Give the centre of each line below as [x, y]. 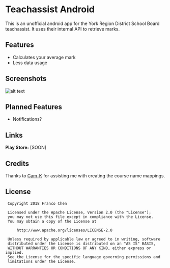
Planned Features [34, 107]
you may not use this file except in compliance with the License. [80, 217]
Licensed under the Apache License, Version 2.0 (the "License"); [79, 212]
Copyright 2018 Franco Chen [37, 203]
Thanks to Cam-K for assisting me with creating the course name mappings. [85, 176]
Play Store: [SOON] [26, 148]
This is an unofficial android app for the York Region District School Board [82, 23]
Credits [17, 163]
